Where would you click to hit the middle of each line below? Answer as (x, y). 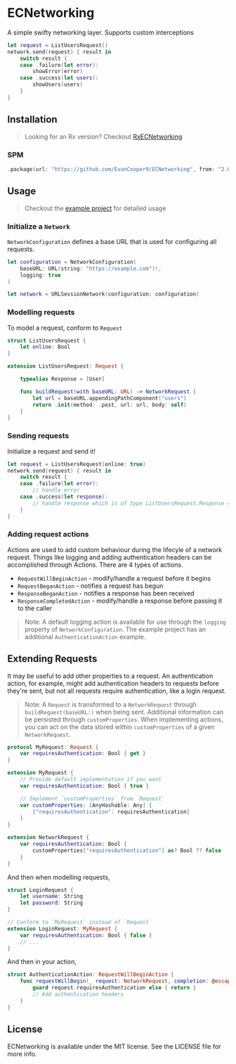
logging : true (40, 275)
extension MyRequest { (40, 773)
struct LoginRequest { (40, 890)
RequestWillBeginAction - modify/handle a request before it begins (114, 578)
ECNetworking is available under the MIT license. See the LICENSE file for (114, 1046)
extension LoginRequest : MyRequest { (63, 929)
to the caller (35, 608)
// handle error (56, 490)
